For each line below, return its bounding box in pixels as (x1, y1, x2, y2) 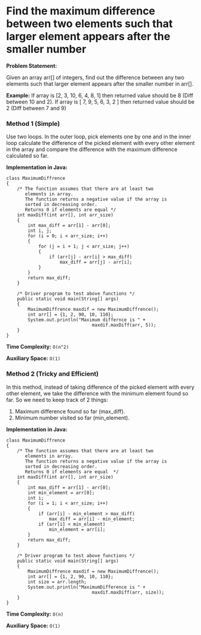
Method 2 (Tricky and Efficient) (6, 370, 99, 378)
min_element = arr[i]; (48, 526, 106, 533)
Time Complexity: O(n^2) (6, 343, 69, 350)
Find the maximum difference (6, 4, 156, 18)
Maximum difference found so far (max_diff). (14, 407, 126, 415)
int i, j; (28, 228, 52, 234)
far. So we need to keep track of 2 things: (6, 396, 108, 403)
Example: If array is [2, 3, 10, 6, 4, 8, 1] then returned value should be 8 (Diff (6, 92, 193, 99)
